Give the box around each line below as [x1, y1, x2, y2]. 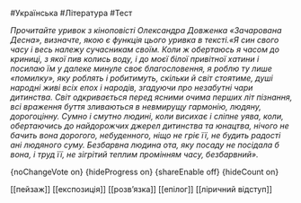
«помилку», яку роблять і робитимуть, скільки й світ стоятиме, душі [10, 73, 273, 84]
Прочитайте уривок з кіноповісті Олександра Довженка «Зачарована [10, 25, 282, 35]
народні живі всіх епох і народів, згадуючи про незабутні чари [10, 83, 253, 93]
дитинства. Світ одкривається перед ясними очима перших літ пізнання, [10, 92, 293, 102]
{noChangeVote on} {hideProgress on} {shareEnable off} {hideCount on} [10, 166, 279, 177]
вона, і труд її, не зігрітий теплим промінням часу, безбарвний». [10, 149, 259, 160]
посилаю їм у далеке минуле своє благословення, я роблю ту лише [10, 63, 273, 74]
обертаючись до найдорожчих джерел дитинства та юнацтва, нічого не [10, 120, 290, 131]
